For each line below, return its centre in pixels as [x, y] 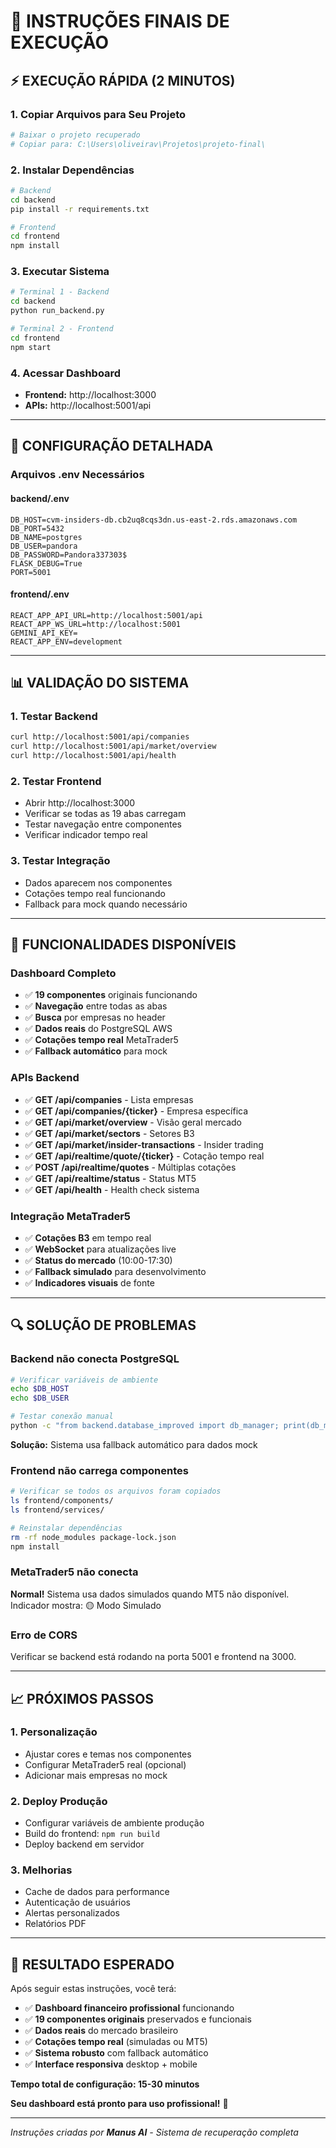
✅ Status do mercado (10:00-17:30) [98, 1260]
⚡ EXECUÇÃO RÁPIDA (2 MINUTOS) [123, 80]
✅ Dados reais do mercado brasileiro [101, 2031]
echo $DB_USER [40, 1398]
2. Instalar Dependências [72, 170]
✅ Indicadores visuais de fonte [89, 1282]
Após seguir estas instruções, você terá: [93, 1989]
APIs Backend [45, 1078]
